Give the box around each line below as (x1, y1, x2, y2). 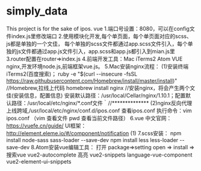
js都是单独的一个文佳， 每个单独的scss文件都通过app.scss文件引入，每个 (6, 40, 188, 47)
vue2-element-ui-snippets (6, 158, 72, 165)
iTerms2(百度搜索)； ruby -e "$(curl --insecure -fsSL (6, 70, 138, 77)
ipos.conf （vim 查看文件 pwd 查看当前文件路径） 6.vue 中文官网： (6, 114, 172, 121)
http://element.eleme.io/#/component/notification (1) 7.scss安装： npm (6, 129, 182, 137)
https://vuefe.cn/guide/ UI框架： (6, 122, 87, 129)
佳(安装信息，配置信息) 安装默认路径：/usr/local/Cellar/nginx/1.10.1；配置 (6, 92, 186, 99)
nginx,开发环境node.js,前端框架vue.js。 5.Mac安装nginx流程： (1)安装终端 (6, 62, 188, 70)
